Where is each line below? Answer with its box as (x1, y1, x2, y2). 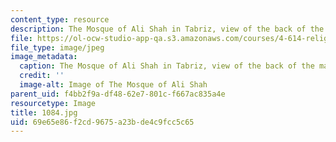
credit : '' (19, 71, 65, 81)
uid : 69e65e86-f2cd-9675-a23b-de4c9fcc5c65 (10, 117, 195, 127)
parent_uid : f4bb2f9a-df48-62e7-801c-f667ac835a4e (10, 89, 226, 99)
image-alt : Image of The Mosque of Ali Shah (19, 80, 208, 90)
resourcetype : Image (10, 98, 97, 108)
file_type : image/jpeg (10, 42, 105, 53)
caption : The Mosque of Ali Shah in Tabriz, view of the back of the (19, 61, 315, 71)
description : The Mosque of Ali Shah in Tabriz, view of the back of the (10, 24, 325, 34)
